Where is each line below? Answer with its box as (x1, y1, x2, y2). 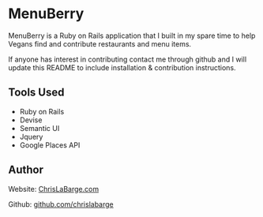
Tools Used (8, 86, 65, 99)
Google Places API (19, 140, 81, 150)
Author (8, 163, 43, 177)
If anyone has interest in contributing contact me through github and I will (8, 54, 247, 64)
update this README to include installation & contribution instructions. (8, 62, 236, 72)
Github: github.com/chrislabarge (8, 199, 115, 209)
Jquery (19, 132, 43, 141)
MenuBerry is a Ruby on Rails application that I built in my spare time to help (8, 31, 256, 40)
